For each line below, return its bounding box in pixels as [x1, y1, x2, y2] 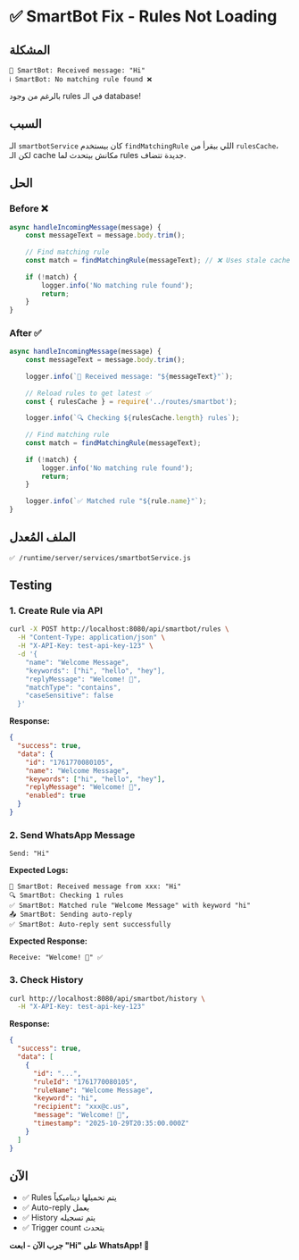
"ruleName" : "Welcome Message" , [32, 1086, 154, 1095]
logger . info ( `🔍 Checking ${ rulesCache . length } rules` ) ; [25, 414, 240, 423]
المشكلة [9, 42, 51, 57]
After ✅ [9, 327, 42, 340]
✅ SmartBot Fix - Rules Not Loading [9, 6, 278, 27]
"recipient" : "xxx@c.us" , [32, 1102, 129, 1112]
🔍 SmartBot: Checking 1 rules [9, 891, 124, 900]
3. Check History [9, 974, 84, 987]
